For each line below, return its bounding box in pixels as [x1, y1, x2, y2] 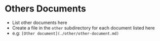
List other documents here [12, 19, 67, 25]
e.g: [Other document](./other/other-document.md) [12, 30, 119, 36]
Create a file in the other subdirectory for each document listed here [12, 24, 155, 30]
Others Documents [5, 3, 87, 14]
